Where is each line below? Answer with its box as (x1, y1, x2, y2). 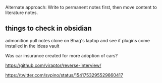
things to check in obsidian (5, 24, 92, 33)
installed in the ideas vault (5, 43, 60, 49)
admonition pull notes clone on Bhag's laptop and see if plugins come (5, 37, 150, 43)
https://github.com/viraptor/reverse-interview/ (5, 62, 101, 68)
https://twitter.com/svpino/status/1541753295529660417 (5, 72, 124, 78)
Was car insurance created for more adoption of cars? (5, 52, 118, 58)
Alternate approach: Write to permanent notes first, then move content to (5, 5, 157, 10)
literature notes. (5, 10, 38, 16)
